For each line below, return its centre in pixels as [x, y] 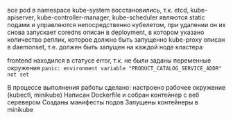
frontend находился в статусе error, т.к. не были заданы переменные [109, 61]
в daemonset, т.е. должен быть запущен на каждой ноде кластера [105, 47]
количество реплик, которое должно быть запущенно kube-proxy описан [116, 40]
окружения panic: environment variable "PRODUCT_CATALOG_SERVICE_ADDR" [114, 68]
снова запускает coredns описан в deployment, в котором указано [106, 32]
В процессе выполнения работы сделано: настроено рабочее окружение [116, 87]
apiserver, [21, 17]
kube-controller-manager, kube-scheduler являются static [121, 17]
